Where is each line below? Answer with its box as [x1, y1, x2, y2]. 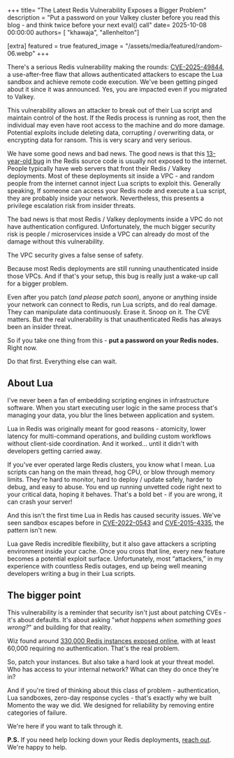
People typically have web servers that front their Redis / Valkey [7, 164, 191, 172]
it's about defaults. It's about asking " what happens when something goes [7, 615, 221, 624]
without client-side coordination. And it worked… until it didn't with [7, 439, 199, 447]
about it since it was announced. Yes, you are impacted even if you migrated [7, 85, 227, 93]
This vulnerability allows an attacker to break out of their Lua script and [7, 106, 212, 114]
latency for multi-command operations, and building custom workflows [7, 432, 212, 440]
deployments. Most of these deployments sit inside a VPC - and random [7, 171, 214, 180]
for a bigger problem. [7, 279, 68, 288]
